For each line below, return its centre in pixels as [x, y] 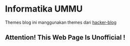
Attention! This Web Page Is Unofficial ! [65, 38]
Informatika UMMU [44, 9]
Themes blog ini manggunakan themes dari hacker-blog [61, 22]
